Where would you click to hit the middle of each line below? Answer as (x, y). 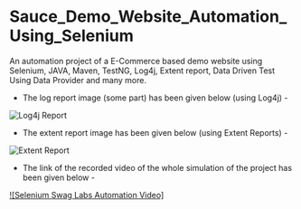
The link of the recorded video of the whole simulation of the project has (157, 167)
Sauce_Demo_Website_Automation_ (148, 17)
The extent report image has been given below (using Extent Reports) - (155, 132)
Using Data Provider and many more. (78, 80)
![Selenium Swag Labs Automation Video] (87, 195)
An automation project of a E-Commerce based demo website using (136, 61)
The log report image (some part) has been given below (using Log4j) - (155, 98)
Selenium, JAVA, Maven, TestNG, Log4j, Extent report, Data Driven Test (142, 71)
